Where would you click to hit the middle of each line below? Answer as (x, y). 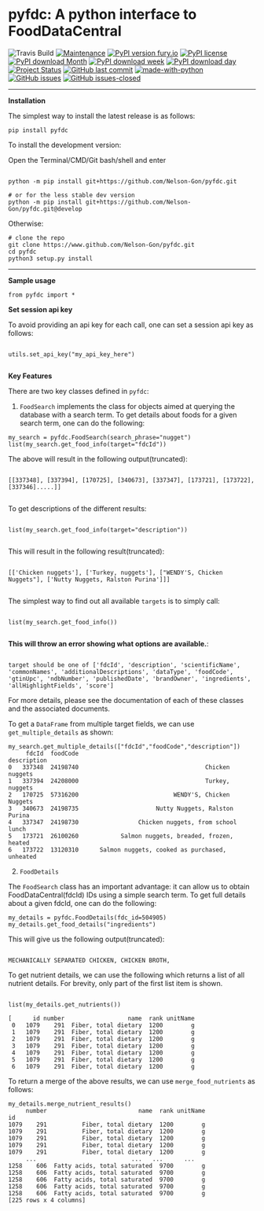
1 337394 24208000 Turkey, (119, 781)
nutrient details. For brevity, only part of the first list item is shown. (115, 983)
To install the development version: (65, 145)
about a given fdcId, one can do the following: (82, 903)
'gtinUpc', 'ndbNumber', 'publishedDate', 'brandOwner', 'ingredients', (130, 679)
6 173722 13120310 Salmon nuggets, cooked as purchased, (117, 850)
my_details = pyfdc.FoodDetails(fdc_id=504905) (88, 918)
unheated (22, 856)
